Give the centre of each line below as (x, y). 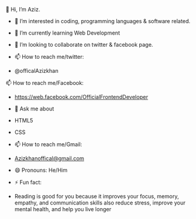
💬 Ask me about (34, 109)
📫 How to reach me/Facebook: (45, 83)
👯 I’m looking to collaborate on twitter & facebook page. (84, 45)
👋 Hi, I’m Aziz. (23, 9)
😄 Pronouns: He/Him (41, 170)
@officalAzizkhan (36, 71)
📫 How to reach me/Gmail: (48, 144)
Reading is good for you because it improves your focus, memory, (96, 196)
